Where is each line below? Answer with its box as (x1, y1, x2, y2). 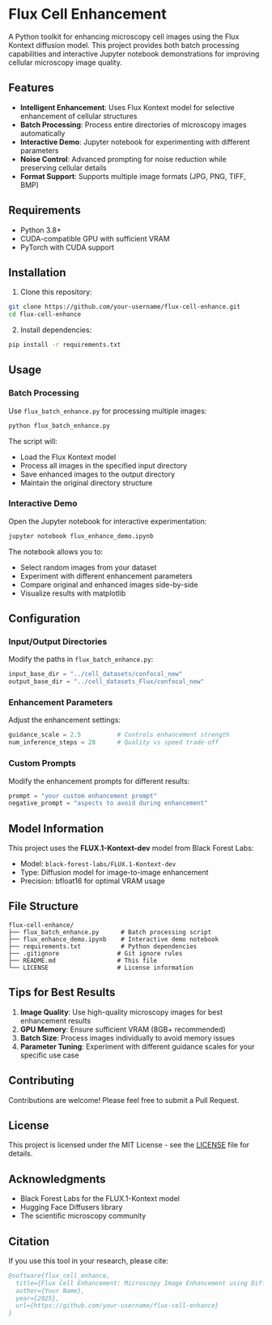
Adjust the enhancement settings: (8, 715, 121, 725)
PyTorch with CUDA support (19, 242, 115, 252)
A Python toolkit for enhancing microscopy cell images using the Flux (8, 32, 240, 41)
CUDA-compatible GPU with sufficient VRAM (19, 233, 170, 243)
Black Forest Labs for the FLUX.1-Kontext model (19, 1194, 181, 1203)
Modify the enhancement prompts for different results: (8, 776, 190, 786)
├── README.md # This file (8, 956, 158, 964)
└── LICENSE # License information (8, 964, 194, 972)
